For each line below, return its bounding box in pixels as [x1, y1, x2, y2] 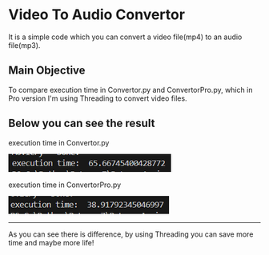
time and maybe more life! [8, 237, 94, 247]
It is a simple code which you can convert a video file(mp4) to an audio [8, 32, 243, 42]
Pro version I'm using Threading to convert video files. [8, 94, 187, 103]
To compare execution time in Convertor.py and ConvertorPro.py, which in [8, 85, 253, 94]
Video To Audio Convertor [8, 6, 186, 24]
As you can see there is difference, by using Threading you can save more [8, 229, 254, 239]
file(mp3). [8, 40, 41, 50]
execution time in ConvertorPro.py [8, 180, 122, 189]
